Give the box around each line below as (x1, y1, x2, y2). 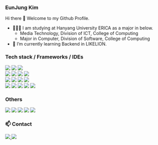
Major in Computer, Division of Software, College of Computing (19, 35, 150, 41)
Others (5, 95, 22, 102)
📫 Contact (5, 120, 32, 127)
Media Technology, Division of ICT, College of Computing (19, 30, 138, 36)
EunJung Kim (5, 4, 38, 11)
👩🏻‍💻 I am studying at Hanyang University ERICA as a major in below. (12, 25, 153, 31)
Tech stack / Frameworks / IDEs (5, 53, 83, 60)
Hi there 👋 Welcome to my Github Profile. (5, 15, 90, 21)
